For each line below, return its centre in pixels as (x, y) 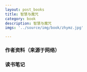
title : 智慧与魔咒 (22, 14)
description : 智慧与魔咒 (28, 23)
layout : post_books (25, 10)
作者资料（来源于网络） (32, 50)
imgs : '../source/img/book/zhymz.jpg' (44, 28)
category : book (20, 19)
